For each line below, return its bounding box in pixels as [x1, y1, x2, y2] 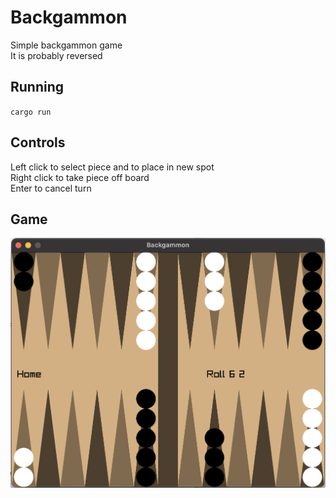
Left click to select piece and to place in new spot [10, 161, 215, 173]
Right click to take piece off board [10, 171, 150, 183]
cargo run [10, 107, 52, 117]
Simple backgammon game [10, 39, 123, 51]
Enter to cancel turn [10, 182, 92, 194]
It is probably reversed [10, 49, 103, 61]
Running [10, 79, 65, 96]
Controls [10, 134, 66, 151]
